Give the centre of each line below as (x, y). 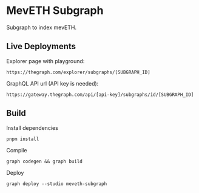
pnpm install (23, 139)
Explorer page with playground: (46, 61)
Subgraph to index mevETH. (42, 27)
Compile (17, 150)
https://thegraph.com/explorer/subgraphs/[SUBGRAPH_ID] (78, 72)
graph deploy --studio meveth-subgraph (57, 184)
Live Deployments (41, 46)
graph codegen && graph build (45, 161)
